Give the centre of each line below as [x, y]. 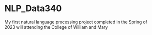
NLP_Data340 [33, 9]
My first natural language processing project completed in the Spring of [76, 22]
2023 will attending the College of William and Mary [56, 27]
